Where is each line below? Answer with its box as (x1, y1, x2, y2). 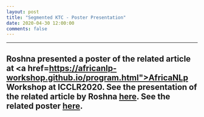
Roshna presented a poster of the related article (6, 54, 191, 64)
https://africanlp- (49, 63, 117, 73)
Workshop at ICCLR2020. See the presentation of (6, 82, 197, 92)
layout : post (6, 8, 39, 15)
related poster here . (6, 101, 83, 111)
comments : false (6, 25, 47, 32)
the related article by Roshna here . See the (6, 91, 171, 101)
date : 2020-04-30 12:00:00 (6, 20, 75, 26)
